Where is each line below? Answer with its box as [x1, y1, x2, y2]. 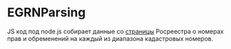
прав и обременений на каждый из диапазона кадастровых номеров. [7, 34, 214, 42]
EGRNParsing [7, 5, 86, 20]
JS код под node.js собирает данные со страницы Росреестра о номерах [7, 27, 224, 35]
